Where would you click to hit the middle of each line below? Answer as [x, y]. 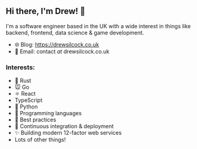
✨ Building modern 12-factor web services [68, 133]
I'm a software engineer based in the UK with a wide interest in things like [98, 26]
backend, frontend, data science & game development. [75, 32]
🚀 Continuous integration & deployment [64, 126]
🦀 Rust [23, 81]
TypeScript [28, 100]
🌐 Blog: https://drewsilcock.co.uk [57, 44]
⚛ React [25, 94]
